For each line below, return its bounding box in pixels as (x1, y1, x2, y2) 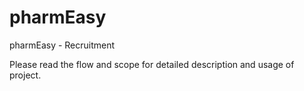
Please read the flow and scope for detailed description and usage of (9, 58, 295, 70)
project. (9, 69, 42, 81)
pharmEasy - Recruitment (9, 39, 116, 51)
